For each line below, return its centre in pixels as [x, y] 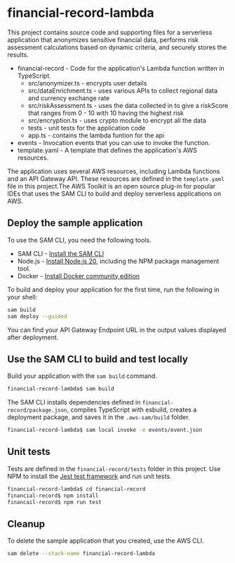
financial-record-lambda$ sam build [61, 389]
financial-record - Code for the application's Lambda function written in [121, 68]
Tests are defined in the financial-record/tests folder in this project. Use [114, 468]
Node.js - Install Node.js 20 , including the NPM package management [118, 261]
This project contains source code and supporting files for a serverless [110, 32]
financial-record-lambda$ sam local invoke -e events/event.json [105, 430]
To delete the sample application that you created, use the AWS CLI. [106, 541]
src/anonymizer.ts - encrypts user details [87, 83]
